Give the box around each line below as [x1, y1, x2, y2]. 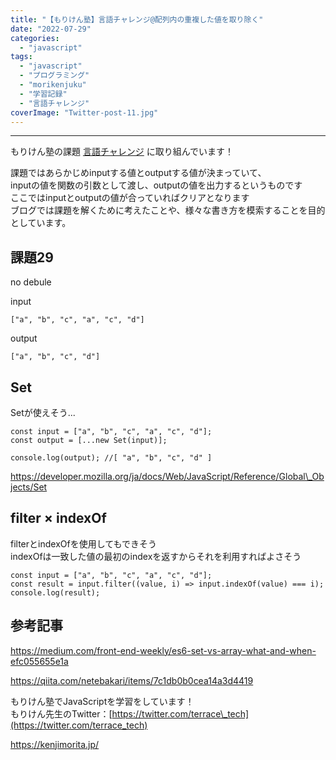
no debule [10, 276, 52, 288]
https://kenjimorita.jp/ [10, 738, 100, 750]
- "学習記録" [19, 89, 68, 99]
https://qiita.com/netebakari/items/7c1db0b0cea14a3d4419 [10, 674, 254, 686]
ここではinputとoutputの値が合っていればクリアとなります [10, 192, 250, 204]
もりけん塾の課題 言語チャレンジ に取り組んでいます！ [10, 146, 235, 158]
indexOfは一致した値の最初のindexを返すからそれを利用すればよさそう [10, 550, 302, 562]
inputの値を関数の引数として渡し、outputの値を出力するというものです [10, 179, 303, 191]
